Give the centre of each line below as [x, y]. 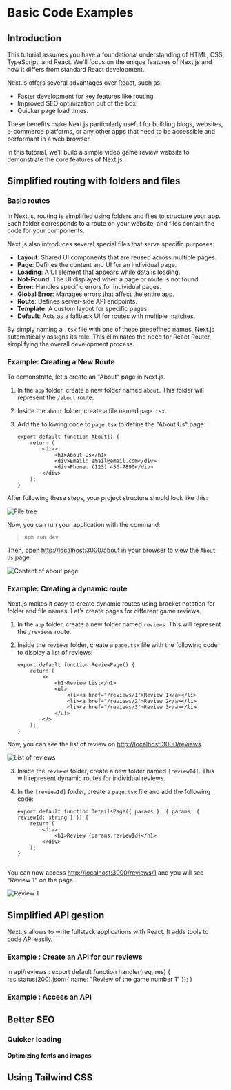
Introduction [34, 38]
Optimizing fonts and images [49, 1056]
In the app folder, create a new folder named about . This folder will [111, 390]
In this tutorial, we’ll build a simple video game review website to [98, 152]
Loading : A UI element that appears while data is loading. [99, 272]
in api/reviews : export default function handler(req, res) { [89, 972]
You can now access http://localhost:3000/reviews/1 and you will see [106, 873]
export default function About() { [68, 437]
